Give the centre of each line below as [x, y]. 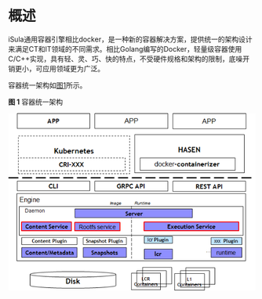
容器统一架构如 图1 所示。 [47, 85]
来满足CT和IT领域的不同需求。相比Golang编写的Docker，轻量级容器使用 [125, 49]
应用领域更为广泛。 [73, 68]
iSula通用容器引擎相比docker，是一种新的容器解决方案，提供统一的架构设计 [130, 39]
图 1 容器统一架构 [36, 102]
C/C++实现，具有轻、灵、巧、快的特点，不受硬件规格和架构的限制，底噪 [126, 59]
